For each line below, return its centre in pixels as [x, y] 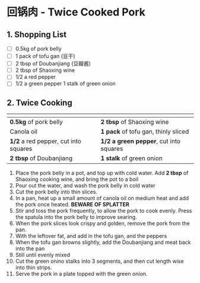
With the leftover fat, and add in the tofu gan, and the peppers [91, 236]
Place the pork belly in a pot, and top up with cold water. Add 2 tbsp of [102, 173]
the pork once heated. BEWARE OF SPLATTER [72, 205]
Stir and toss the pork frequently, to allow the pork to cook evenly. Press [104, 211]
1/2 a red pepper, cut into [46, 141]
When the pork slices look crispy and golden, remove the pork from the [103, 224]
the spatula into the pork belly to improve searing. [76, 217]
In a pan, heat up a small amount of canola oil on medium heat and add [102, 198]
